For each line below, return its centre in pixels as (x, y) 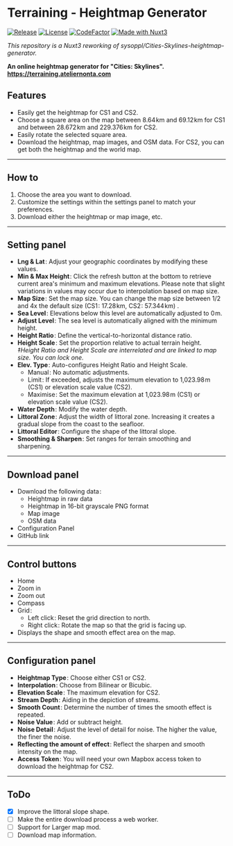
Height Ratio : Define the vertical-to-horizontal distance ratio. (105, 336)
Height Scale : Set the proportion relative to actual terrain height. (110, 343)
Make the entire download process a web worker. (88, 819)
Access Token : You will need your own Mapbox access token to (109, 758)
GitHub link (33, 536)
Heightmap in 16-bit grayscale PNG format (88, 506)
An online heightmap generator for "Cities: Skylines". (86, 66)
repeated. (31, 715)
